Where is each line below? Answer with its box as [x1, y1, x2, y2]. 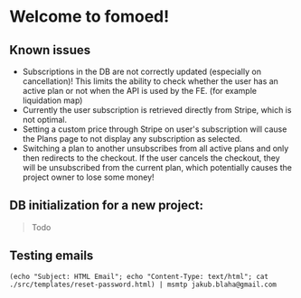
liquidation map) [22, 95, 83, 106]
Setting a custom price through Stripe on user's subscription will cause [22, 124, 287, 135]
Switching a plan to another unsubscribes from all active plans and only [22, 143, 289, 154]
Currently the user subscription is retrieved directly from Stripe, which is [22, 105, 292, 115]
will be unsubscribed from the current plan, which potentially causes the [22, 163, 292, 172]
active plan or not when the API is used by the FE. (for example [22, 86, 258, 96]
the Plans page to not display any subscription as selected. [22, 134, 242, 144]
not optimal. [22, 115, 68, 125]
